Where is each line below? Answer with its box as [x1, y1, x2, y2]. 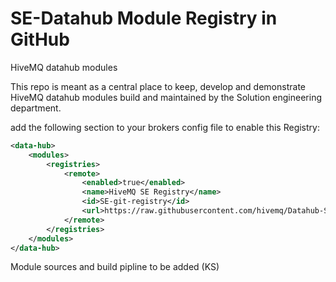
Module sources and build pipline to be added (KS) [10, 261, 220, 273]
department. [10, 102, 62, 114]
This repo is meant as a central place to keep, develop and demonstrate [10, 80, 306, 92]
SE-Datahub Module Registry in [10, 7, 278, 30]
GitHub [10, 28, 70, 51]
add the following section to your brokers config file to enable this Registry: [10, 121, 320, 133]
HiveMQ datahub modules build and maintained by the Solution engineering [10, 91, 322, 103]
